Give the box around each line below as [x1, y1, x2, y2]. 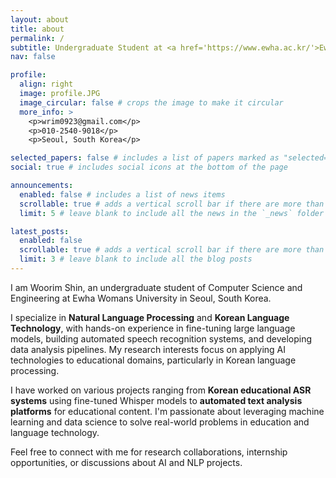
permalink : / [10, 33, 65, 43]
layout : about [10, 14, 70, 25]
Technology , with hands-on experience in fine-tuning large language [10, 322, 296, 334]
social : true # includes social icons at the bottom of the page [10, 162, 288, 173]
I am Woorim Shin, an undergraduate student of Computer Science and [10, 281, 303, 293]
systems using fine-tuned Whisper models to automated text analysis [10, 394, 303, 406]
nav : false [10, 52, 56, 62]
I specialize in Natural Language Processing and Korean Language [10, 311, 290, 323]
